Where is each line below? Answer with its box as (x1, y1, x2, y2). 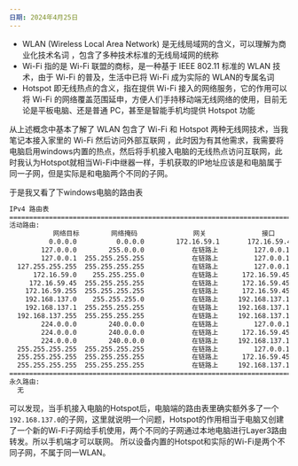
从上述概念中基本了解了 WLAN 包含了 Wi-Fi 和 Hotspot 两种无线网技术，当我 (9, 123, 289, 134)
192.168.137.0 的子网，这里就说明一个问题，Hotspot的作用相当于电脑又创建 (9, 414, 285, 424)
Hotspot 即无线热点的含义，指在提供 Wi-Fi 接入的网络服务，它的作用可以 (21, 82, 288, 93)
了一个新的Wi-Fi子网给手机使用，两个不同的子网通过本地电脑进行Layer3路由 (9, 424, 287, 435)
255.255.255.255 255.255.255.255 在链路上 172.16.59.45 (17, 353, 290, 361)
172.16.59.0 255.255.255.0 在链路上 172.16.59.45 (32, 270, 290, 279)
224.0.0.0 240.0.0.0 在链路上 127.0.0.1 (41, 320, 290, 329)
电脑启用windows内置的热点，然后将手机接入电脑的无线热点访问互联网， (9, 145, 275, 156)
